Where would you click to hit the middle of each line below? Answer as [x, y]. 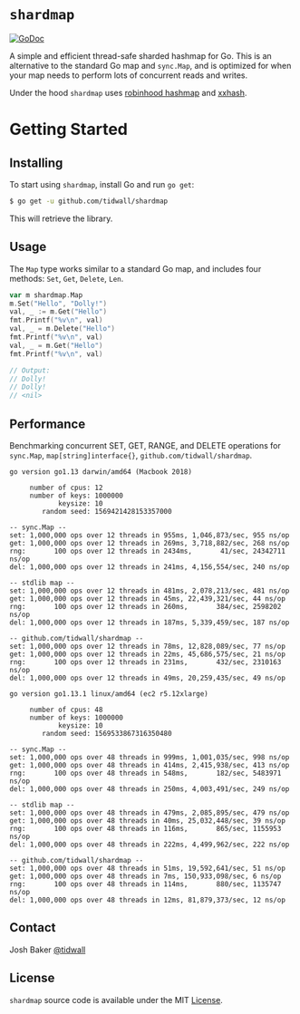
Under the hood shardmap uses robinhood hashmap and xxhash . [128, 92]
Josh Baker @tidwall [48, 950]
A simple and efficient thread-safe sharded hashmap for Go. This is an [140, 55]
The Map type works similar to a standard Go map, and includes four [135, 268]
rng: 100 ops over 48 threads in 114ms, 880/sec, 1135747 [145, 884]
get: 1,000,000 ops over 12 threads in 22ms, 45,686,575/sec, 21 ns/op [147, 654]
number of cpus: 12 [66, 488]
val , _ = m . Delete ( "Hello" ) [63, 329]
